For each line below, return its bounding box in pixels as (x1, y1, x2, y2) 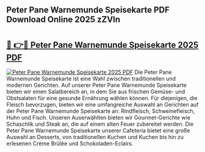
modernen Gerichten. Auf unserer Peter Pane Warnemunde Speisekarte (6, 82, 187, 89)
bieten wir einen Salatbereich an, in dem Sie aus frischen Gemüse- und (6, 88, 185, 95)
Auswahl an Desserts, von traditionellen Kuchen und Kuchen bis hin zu (6, 134, 184, 140)
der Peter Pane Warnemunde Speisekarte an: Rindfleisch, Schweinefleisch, (6, 107, 195, 115)
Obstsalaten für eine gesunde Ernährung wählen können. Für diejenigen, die (6, 95, 198, 101)
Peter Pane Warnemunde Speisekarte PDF (6, 5, 170, 15)
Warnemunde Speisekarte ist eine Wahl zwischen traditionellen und (6, 75, 176, 82)
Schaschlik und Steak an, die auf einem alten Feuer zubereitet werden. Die (6, 120, 194, 128)
